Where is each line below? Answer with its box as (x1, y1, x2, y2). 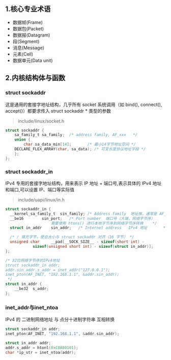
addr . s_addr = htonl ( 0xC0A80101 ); (5, 345, 79, 350)
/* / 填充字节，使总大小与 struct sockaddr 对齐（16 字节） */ (10, 235, 135, 240)
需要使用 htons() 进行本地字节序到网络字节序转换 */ (50, 220, 157, 226)
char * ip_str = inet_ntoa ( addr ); (5, 350, 76, 355)
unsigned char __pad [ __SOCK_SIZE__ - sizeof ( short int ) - (10, 239, 145, 245)
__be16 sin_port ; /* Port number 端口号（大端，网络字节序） (10, 216, 155, 221)
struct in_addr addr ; (5, 340, 51, 345)
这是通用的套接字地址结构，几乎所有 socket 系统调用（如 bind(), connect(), (5, 101, 162, 108)
